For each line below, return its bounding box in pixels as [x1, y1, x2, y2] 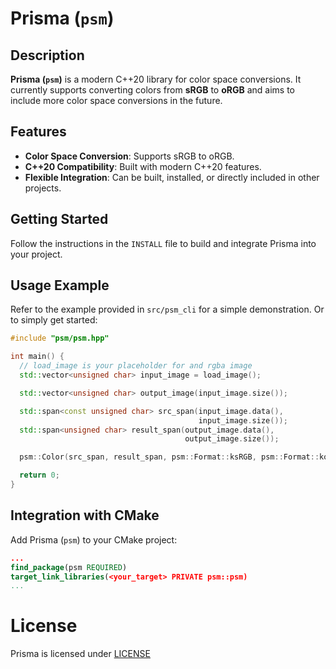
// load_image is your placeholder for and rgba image [19, 361, 253, 371]
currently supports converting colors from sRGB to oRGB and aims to [10, 84, 295, 96]
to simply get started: [10, 314, 98, 326]
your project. [10, 248, 63, 260]
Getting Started [10, 211, 109, 228]
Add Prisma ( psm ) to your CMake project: [10, 533, 178, 546]
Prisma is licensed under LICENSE [10, 648, 151, 660]
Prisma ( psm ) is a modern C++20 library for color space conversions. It [10, 73, 302, 85]
